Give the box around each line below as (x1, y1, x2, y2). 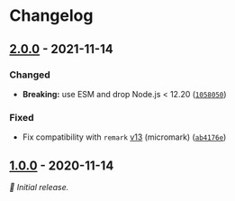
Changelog (9, 5, 94, 26)
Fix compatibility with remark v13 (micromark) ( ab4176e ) (22, 132, 227, 142)
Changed (9, 69, 51, 81)
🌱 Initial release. (9, 181, 69, 192)
